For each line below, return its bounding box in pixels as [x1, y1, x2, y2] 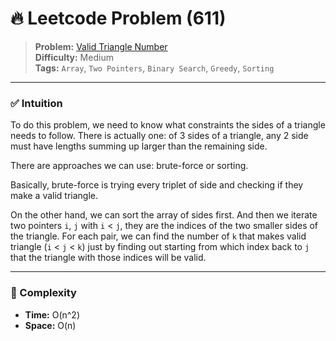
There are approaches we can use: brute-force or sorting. [10, 160, 249, 172]
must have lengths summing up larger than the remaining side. [10, 140, 268, 152]
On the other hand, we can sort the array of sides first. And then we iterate [10, 209, 318, 221]
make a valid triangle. [10, 190, 99, 202]
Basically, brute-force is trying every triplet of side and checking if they [10, 179, 304, 191]
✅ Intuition [10, 96, 63, 110]
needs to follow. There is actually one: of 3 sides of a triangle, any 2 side [10, 130, 309, 142]
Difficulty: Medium [34, 51, 114, 63]
